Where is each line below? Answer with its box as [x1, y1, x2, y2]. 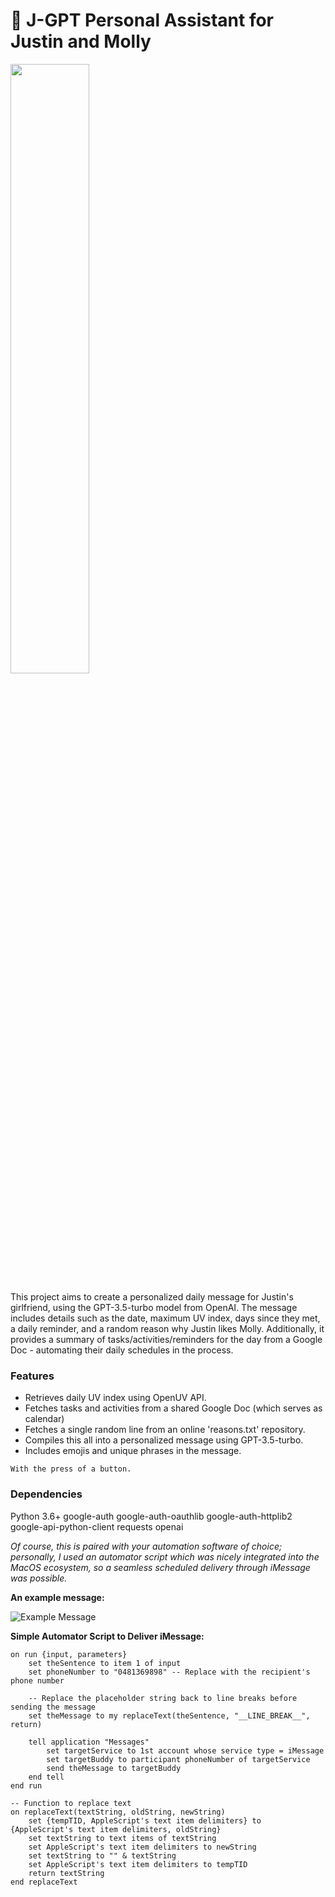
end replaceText [10, 1877, 78, 1887]
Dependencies [10, 1487, 83, 1501]
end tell [28, 1772, 65, 1782]
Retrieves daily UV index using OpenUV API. [24, 1392, 207, 1404]
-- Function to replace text [10, 1798, 132, 1808]
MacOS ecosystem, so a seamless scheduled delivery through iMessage [10, 1561, 311, 1573]
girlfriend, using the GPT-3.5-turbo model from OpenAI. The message [10, 1301, 298, 1313]
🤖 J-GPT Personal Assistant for [10, 9, 274, 32]
